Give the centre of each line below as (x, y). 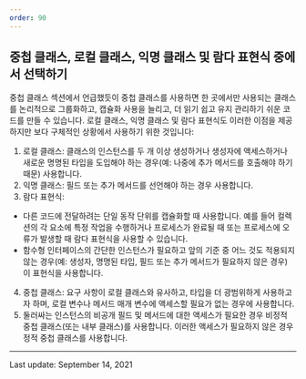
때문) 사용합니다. (52, 174)
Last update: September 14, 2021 (71, 364)
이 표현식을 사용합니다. (63, 273)
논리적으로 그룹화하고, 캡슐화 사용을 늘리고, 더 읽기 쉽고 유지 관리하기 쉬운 (150, 109)
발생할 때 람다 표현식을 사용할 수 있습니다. (114, 239)
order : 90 (28, 18)
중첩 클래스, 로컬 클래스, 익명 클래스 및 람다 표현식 (140, 57)
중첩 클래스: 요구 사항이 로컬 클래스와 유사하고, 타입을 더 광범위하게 (142, 292)
